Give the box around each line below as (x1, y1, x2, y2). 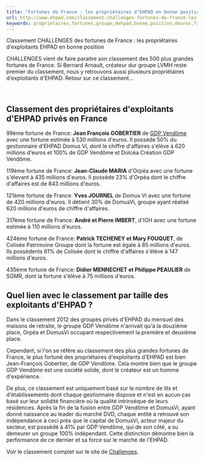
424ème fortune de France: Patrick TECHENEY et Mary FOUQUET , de (6, 235, 183, 242)
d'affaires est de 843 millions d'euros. (6, 180, 101, 187)
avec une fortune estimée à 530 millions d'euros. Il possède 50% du (6, 136, 177, 144)
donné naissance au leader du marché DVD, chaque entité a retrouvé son (6, 411, 189, 417)
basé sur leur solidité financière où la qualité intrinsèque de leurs (6, 398, 168, 404)
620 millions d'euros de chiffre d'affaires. (6, 205, 109, 212)
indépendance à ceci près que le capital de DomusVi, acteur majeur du (6, 417, 184, 424)
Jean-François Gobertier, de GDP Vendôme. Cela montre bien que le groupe (6, 360, 197, 367)
